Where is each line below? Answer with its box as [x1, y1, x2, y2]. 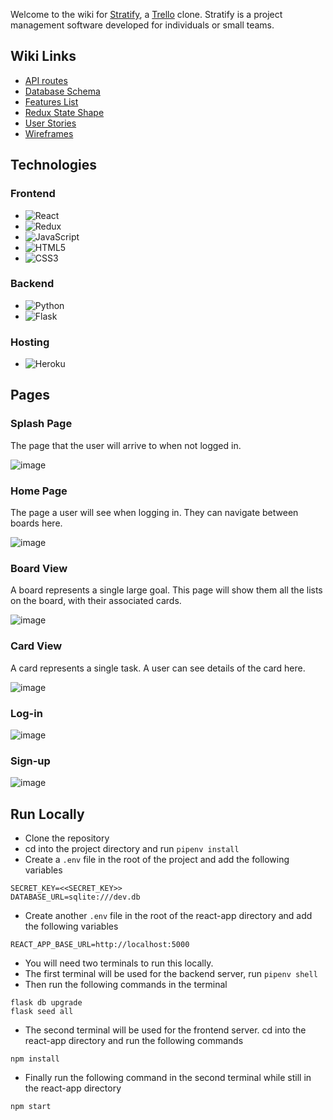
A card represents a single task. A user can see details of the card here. [10, 662, 306, 674]
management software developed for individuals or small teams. [10, 19, 275, 31]
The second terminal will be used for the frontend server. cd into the [24, 1024, 307, 1036]
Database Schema [24, 85, 101, 97]
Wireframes [24, 127, 74, 139]
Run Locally [10, 805, 85, 823]
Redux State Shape [24, 106, 105, 118]
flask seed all [10, 1007, 74, 1017]
